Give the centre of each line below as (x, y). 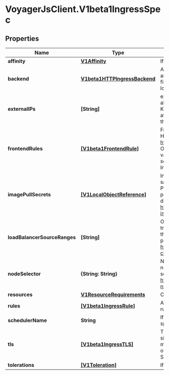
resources (20, 294)
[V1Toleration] (99, 365)
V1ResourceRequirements (113, 294)
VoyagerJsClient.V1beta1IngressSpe (83, 9)
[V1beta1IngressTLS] (107, 344)
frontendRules (25, 148)
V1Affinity (94, 61)
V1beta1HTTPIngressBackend (118, 79)
